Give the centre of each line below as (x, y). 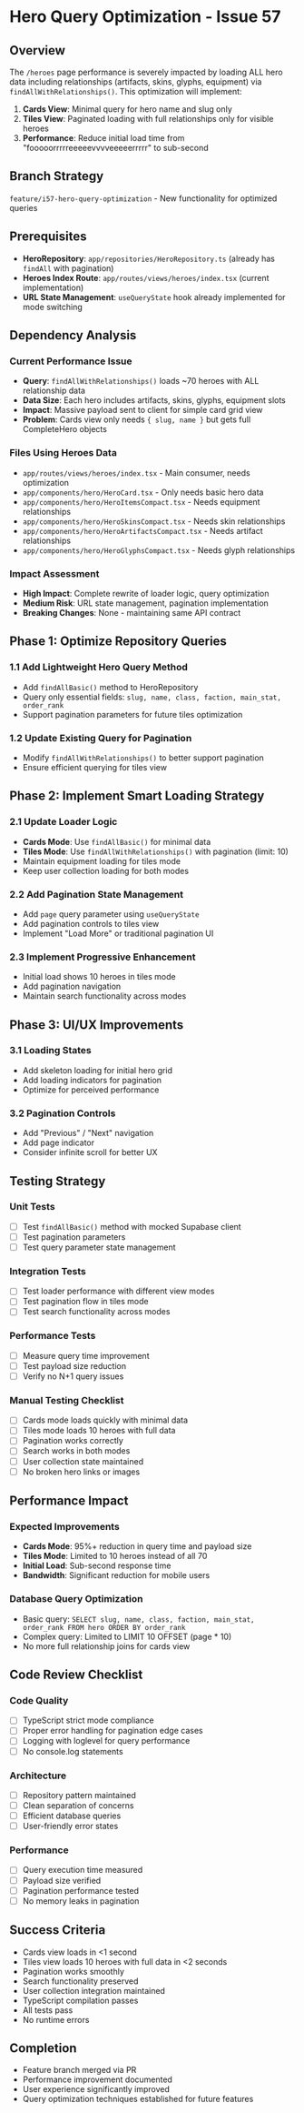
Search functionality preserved (80, 1981)
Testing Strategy (58, 1181)
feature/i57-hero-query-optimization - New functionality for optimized (143, 198)
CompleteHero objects (64, 429)
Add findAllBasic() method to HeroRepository (110, 687)
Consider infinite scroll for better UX (90, 1152)
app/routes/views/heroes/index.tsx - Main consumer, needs (137, 473)
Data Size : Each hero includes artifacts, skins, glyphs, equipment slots (154, 400)
